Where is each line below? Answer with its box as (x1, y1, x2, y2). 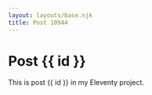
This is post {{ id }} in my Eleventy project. (8, 78, 145, 87)
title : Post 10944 (8, 19, 68, 26)
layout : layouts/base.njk (8, 11, 92, 19)
